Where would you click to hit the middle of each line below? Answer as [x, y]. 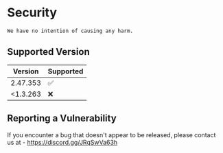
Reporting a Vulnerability [62, 118]
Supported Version [49, 52]
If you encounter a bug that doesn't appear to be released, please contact [111, 134]
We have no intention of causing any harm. [70, 31]
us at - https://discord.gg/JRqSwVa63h [62, 142]
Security [32, 13]
